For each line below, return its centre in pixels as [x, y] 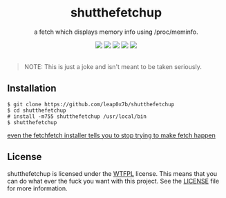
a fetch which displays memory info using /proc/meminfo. [116, 32]
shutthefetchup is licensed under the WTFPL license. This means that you [112, 173]
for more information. [37, 188]
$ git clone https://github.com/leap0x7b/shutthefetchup [91, 104]
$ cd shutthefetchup [37, 110]
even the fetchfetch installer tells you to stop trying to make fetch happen [112, 135]
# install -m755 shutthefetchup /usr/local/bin [77, 116]
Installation [32, 89]
